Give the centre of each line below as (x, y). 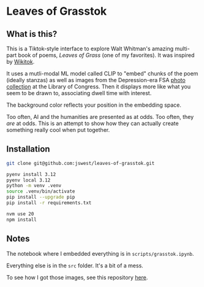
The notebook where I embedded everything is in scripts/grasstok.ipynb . (100, 253)
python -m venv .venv (34, 186)
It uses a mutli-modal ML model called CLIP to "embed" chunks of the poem (102, 74)
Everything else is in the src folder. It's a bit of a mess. (75, 266)
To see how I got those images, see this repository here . (77, 277)
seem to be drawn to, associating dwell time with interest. (79, 93)
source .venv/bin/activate (41, 191)
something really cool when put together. (58, 130)
